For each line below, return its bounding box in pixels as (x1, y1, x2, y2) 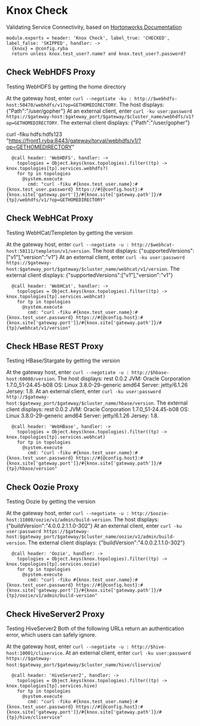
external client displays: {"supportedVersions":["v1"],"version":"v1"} (6, 271, 174, 279)
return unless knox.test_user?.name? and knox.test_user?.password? (11, 50, 186, 57)
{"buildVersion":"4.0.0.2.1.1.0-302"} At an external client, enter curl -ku (6, 522, 183, 529)
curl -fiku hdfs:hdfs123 (6, 130, 63, 138)
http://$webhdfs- (134, 95, 178, 102)
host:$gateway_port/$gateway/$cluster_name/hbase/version (6, 400, 154, 406)
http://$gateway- (6, 394, 50, 400)
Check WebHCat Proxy (6, 213, 94, 224)
